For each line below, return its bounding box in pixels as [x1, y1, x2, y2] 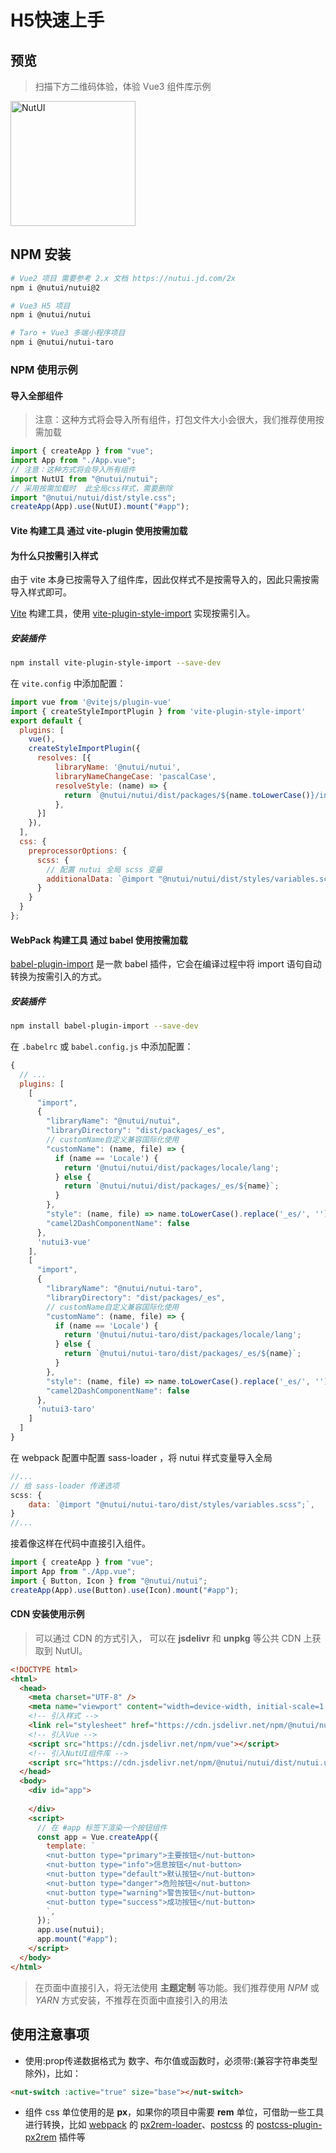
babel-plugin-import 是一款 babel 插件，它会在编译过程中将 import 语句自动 [10, 958, 322, 970]
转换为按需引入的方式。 [10, 971, 107, 983]
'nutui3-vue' [36, 1237, 92, 1247]
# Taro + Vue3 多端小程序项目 [10, 328, 126, 338]
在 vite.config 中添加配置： [10, 677, 127, 689]
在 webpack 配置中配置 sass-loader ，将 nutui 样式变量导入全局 [10, 1451, 273, 1463]
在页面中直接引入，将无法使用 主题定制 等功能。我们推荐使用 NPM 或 [34, 1981, 320, 1993]
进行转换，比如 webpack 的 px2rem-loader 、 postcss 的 [24, 2119, 255, 2131]
